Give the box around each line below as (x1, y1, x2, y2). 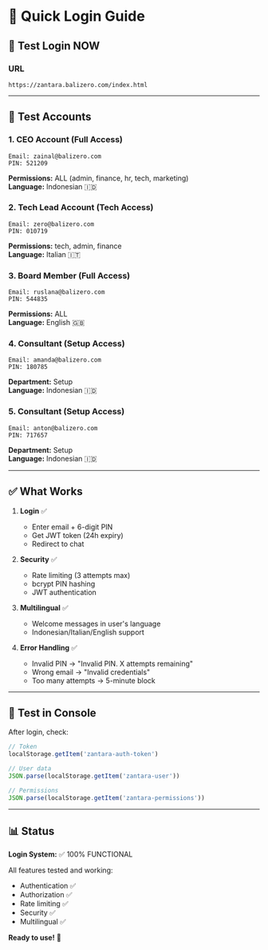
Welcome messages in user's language (31, 619, 161, 628)
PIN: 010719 (8, 227, 48, 235)
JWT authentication (31, 587, 97, 597)
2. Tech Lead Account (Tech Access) (8, 202, 154, 213)
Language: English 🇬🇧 (8, 318, 85, 327)
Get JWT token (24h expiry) (31, 530, 124, 540)
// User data (8, 765, 52, 773)
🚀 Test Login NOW (8, 39, 100, 53)
